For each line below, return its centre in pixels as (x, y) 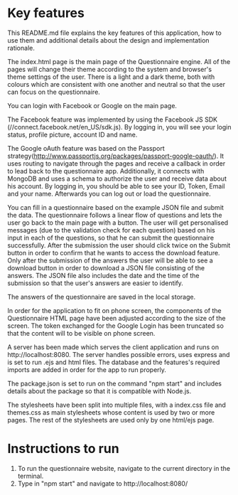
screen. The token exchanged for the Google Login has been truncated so (115, 326)
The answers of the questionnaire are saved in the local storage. (102, 297)
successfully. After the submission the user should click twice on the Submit (119, 245)
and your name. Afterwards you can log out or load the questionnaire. (109, 193)
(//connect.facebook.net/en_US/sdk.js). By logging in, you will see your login (119, 127)
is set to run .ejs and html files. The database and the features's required (114, 362)
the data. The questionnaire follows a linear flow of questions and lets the (115, 215)
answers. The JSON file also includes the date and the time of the (103, 275)
